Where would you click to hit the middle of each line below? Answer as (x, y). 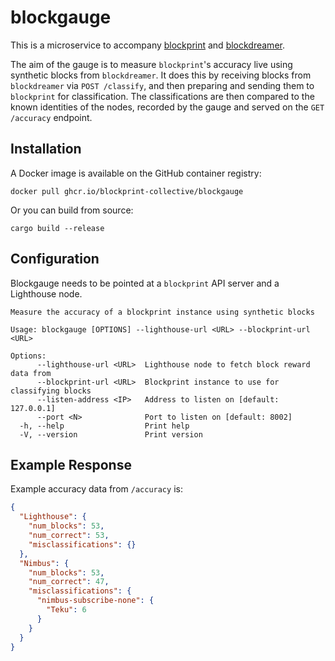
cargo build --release (57, 228)
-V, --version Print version (111, 434)
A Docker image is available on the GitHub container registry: (136, 173)
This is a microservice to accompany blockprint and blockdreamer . (147, 45)
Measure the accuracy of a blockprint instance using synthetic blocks (162, 312)
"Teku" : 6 (66, 610)
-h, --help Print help (104, 426)
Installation (46, 149)
